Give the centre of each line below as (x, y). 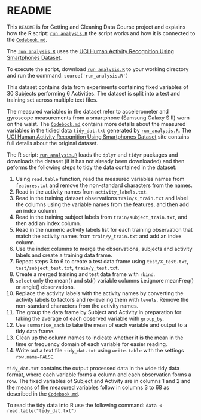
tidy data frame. (35, 331)
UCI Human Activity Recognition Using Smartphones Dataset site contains (98, 137)
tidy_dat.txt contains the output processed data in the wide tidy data (93, 368)
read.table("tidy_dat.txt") (42, 411)
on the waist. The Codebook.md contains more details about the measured (96, 124)
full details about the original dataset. (52, 143)
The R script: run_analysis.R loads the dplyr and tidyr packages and (92, 154)
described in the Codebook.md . (43, 393)
